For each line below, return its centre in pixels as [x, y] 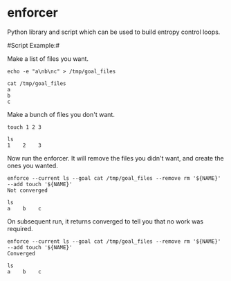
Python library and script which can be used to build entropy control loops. [114, 32]
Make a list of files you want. [48, 58]
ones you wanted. [33, 165]
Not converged [28, 190]
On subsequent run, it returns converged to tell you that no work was [105, 221]
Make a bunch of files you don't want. [61, 114]
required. [20, 228]
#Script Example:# [34, 45]
